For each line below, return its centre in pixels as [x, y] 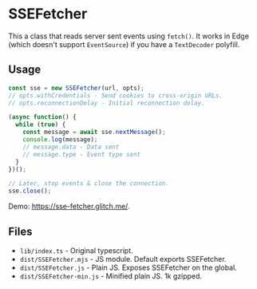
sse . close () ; [30, 191]
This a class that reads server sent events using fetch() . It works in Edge [129, 36]
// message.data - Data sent [71, 147]
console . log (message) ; [60, 140]
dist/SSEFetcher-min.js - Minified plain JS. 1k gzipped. [111, 275]
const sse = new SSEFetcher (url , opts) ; [77, 88]
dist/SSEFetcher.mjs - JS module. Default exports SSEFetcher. [123, 259]
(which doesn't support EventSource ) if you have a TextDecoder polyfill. [124, 44]
